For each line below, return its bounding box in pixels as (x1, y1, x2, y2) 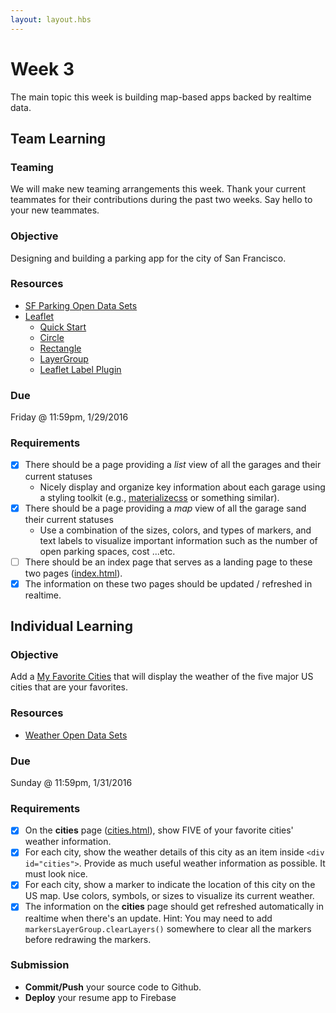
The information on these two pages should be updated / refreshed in (24, 577, 313, 590)
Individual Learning (10, 618, 133, 635)
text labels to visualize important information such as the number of (39, 534, 318, 546)
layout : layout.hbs (10, 14, 92, 25)
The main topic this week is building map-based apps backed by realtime (10, 91, 312, 103)
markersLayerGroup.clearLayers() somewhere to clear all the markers (24, 922, 312, 935)
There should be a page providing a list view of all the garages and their (24, 459, 322, 471)
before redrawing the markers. (24, 933, 152, 945)
